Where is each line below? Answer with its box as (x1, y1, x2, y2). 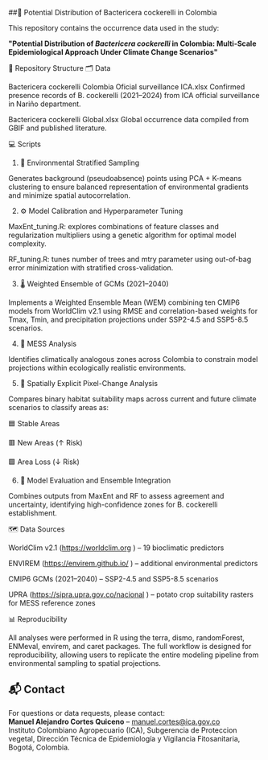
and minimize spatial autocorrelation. (8, 191, 131, 200)
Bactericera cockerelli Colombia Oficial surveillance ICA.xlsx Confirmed (8, 82, 245, 92)
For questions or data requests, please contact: (8, 708, 165, 717)
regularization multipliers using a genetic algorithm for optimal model (8, 230, 237, 240)
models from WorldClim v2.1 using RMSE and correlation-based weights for (8, 306, 258, 315)
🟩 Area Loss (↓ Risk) (8, 457, 80, 466)
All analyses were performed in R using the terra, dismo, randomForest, (8, 633, 245, 643)
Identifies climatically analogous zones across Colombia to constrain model (8, 355, 258, 364)
